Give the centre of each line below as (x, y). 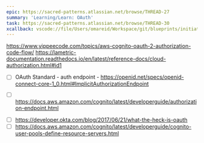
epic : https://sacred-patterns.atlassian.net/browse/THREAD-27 (88, 12)
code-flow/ (20, 53)
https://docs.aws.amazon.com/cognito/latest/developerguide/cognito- (103, 127)
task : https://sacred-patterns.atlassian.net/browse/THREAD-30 (88, 23)
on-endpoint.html (37, 108)
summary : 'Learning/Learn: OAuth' (50, 18)
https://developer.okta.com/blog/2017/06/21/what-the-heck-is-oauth (101, 120)
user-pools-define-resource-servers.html (67, 133)
